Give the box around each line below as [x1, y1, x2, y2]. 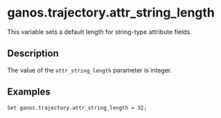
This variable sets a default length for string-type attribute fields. [7, 28, 192, 36]
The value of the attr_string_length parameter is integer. [7, 66, 173, 74]
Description [7, 48, 59, 59]
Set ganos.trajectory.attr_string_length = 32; [7, 104, 148, 111]
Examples [7, 86, 51, 98]
